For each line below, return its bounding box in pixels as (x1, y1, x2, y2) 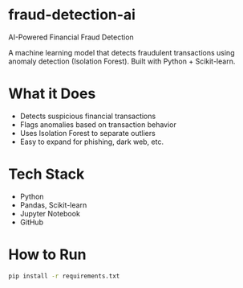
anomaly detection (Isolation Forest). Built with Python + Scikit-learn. (8, 56, 236, 66)
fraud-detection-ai (8, 6, 136, 24)
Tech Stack (8, 165, 85, 183)
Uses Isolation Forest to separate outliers (19, 128, 156, 138)
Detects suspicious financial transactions (19, 111, 156, 121)
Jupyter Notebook (19, 208, 80, 218)
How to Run (8, 245, 87, 263)
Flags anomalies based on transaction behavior (19, 119, 176, 130)
